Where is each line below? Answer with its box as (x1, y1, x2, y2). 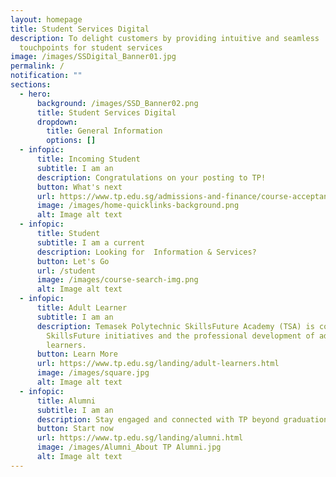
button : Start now (36, 424, 114, 434)
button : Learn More (36, 349, 118, 360)
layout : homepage (10, 14, 83, 25)
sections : (10, 80, 52, 90)
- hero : (19, 89, 52, 99)
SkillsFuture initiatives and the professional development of (46, 331, 315, 341)
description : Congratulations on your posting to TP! (36, 172, 267, 183)
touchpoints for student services (19, 42, 163, 53)
